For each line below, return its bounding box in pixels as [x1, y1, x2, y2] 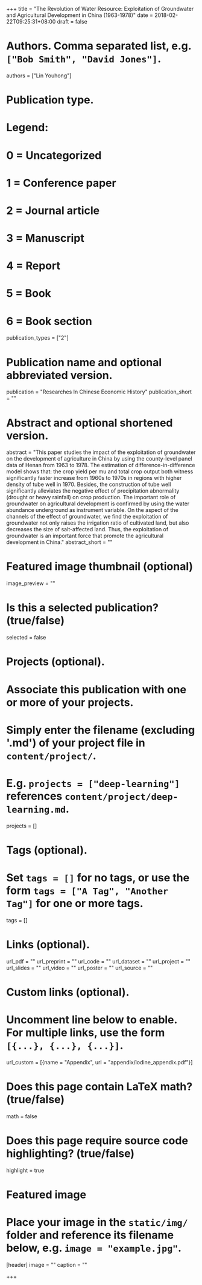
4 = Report [6, 259, 60, 273]
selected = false [6, 634, 46, 641]
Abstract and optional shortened [6, 416, 173, 430]
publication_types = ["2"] [6, 334, 69, 341]
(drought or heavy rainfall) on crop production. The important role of [6, 494, 176, 501]
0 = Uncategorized [6, 148, 102, 162]
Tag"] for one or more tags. [6, 897, 144, 910]
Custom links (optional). [6, 985, 130, 999]
